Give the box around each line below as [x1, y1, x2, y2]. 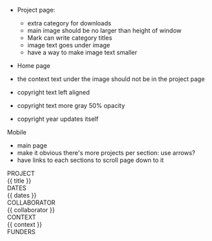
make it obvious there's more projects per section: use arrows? [16, 149, 196, 157]
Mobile [7, 128, 27, 136]
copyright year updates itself [16, 115, 99, 123]
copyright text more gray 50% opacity [16, 102, 126, 109]
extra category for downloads [27, 19, 112, 27]
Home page [16, 62, 51, 69]
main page [16, 141, 47, 150]
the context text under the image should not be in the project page [16, 75, 205, 83]
